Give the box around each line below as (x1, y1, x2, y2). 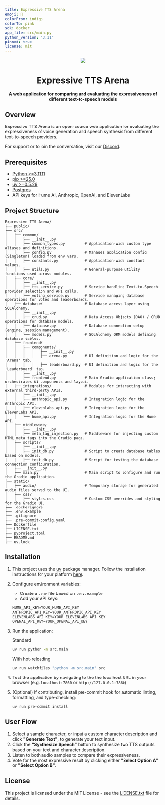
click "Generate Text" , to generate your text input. (12, 736, 116, 742)
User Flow (5, 718, 37, 726)
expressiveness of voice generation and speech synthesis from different (5, 129, 153, 135)
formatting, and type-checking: (12, 695, 76, 701)
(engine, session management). (5, 328, 70, 333)
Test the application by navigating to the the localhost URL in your (12, 675, 147, 680)
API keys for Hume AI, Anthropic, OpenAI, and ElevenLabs (12, 192, 130, 198)
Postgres (12, 187, 31, 193)
